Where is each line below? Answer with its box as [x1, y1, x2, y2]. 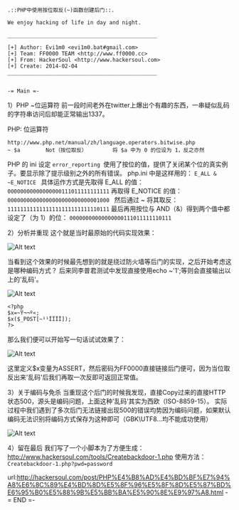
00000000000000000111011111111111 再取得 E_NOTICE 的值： [7, 187, 183, 195]
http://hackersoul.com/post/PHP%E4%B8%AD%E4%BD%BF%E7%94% [16, 473, 230, 482]
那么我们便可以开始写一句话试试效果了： [7, 335, 126, 344]
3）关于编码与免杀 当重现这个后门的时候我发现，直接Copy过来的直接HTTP [7, 388, 226, 396]
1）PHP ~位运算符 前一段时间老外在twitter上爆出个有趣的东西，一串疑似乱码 [7, 101, 230, 109]
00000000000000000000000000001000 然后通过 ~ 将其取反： [7, 196, 179, 204]
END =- [13, 496, 36, 504]
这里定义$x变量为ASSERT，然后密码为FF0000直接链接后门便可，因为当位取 [7, 364, 230, 372]
